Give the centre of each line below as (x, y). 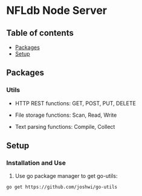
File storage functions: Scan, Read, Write (66, 115)
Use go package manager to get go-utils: (66, 176)
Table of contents (40, 33)
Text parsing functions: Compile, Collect (65, 126)
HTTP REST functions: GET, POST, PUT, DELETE (75, 103)
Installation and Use (36, 163)
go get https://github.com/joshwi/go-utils (62, 187)
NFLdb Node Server (57, 11)
